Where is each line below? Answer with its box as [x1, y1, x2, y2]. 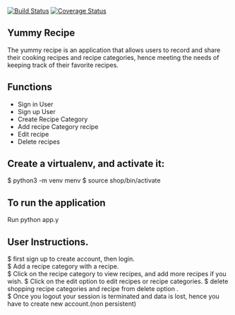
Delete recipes [17, 137, 60, 146]
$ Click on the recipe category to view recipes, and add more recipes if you [7, 270, 227, 278]
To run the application [7, 197, 106, 209]
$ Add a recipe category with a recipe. [7, 262, 119, 271]
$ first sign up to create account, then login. [7, 254, 135, 264]
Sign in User [17, 99, 54, 109]
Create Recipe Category [17, 115, 88, 123]
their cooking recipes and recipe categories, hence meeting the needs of [7, 53, 219, 61]
